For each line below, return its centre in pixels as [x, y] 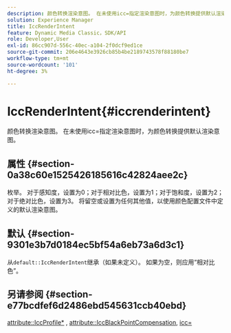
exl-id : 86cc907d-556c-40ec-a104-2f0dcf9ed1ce [75, 46]
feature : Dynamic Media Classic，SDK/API [67, 33]
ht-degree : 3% [27, 71]
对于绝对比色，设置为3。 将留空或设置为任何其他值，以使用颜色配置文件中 [112, 201]
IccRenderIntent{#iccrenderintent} [109, 111]
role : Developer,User [38, 39]
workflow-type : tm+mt [38, 59]
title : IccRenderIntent [41, 26]
